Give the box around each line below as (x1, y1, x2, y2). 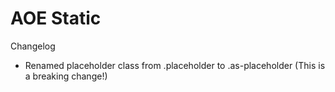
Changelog (10, 40, 56, 52)
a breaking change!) (24, 70, 108, 82)
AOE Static (10, 7, 102, 30)
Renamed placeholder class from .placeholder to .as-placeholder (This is (24, 59, 326, 71)
